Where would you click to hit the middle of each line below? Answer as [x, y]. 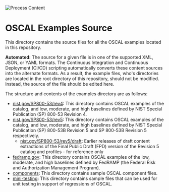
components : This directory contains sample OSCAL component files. [85, 173]
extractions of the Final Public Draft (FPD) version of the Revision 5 [90, 146]
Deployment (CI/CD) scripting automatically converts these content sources [84, 68]
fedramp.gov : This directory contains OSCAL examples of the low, [81, 157]
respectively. [26, 136]
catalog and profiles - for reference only [62, 152]
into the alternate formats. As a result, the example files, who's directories [82, 73]
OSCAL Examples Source [59, 28]
